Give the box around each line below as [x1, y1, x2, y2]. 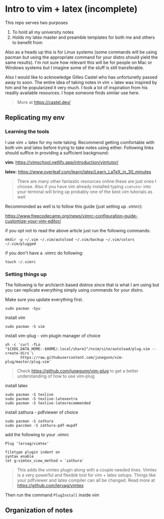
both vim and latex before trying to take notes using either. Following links [5, 145, 154, 150]
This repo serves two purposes [5, 20, 68, 25]
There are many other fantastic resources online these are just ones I [17, 178, 157, 184]
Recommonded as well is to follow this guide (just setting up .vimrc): [5, 203, 143, 209]
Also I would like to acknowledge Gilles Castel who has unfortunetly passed [5, 74, 158, 80]
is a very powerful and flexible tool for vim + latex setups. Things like [17, 472, 156, 478]
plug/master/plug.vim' [5, 359, 51, 364]
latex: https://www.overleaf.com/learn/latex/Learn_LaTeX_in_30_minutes [5, 169, 152, 174]
